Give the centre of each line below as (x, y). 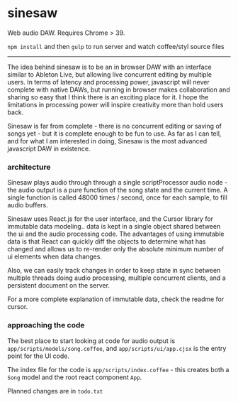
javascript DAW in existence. (49, 148)
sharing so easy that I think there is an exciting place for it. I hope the (108, 97)
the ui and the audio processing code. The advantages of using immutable (116, 234)
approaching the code (46, 325)
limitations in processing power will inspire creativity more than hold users (115, 104)
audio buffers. (28, 205)
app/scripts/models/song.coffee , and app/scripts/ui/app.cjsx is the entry (117, 348)
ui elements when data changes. (55, 256)
